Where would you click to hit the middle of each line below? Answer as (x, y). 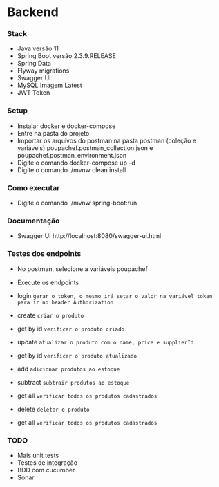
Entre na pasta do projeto (53, 133)
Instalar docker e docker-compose (66, 126)
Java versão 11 (38, 48)
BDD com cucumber (46, 470)
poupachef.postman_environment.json (72, 155)
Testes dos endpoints (44, 254)
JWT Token (34, 93)
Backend (33, 12)
